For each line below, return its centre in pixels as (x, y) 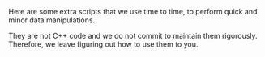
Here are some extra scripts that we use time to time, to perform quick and (133, 12)
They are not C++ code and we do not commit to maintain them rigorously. (133, 36)
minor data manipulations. (52, 20)
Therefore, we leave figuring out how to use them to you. (103, 44)
